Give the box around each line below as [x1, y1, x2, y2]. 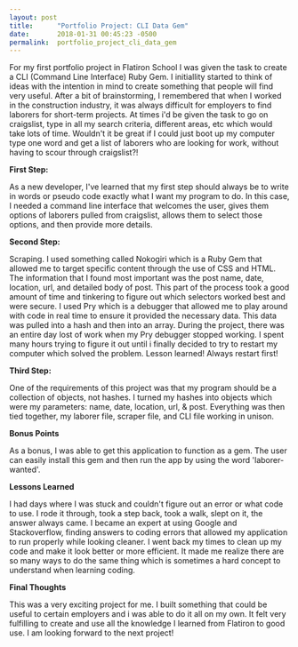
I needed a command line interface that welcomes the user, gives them [9, 201, 270, 212]
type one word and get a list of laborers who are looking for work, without [9, 138, 279, 148]
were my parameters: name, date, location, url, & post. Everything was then [9, 402, 286, 412]
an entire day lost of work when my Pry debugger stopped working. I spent [9, 330, 285, 340]
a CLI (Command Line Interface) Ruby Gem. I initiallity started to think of [9, 72, 273, 83]
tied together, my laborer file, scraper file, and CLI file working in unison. [9, 411, 274, 422]
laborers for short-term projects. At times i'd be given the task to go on [9, 109, 269, 120]
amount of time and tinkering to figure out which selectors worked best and [9, 292, 286, 302]
